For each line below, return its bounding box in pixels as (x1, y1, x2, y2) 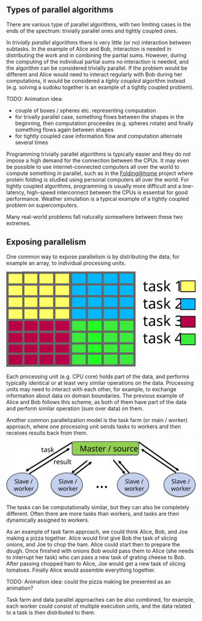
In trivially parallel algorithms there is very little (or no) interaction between (6, 38, 191, 46)
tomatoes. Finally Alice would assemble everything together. (6, 566, 156, 574)
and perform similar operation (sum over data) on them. (6, 405, 144, 412)
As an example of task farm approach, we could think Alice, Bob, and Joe (6, 528, 188, 536)
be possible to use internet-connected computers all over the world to (6, 163, 180, 170)
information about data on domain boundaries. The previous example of (6, 392, 185, 399)
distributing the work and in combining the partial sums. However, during (6, 51, 187, 59)
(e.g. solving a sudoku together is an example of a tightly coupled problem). (6, 84, 194, 91)
